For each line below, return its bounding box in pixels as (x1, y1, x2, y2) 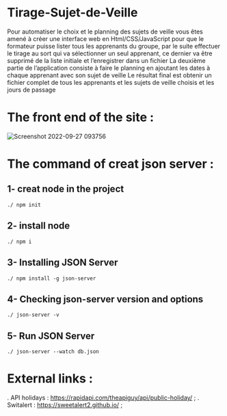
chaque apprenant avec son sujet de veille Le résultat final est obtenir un (7, 70, 212, 79)
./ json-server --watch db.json (7, 348, 99, 355)
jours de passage (7, 86, 56, 94)
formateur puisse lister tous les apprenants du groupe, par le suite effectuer (7, 42, 221, 50)
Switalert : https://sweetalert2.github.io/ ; (7, 401, 123, 409)
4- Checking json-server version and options (7, 293, 204, 305)
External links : (7, 371, 94, 387)
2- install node (7, 220, 70, 232)
